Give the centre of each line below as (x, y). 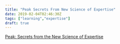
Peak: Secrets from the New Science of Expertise (54, 37)
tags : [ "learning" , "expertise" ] (37, 18)
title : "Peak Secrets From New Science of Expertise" (60, 9)
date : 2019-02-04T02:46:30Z (33, 14)
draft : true (17, 23)
